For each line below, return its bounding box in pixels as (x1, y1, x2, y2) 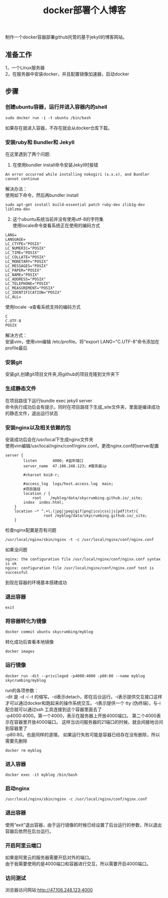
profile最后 (5, 344, 28, 351)
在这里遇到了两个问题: (5, 151, 51, 157)
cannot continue (5, 176, 39, 181)
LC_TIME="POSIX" (5, 250, 39, 255)
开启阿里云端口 (5, 842, 42, 849)
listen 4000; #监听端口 (23, 458, 84, 463)
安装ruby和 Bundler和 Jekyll (5, 138, 74, 145)
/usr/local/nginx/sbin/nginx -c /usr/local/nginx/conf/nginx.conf (5, 796, 147, 802)
